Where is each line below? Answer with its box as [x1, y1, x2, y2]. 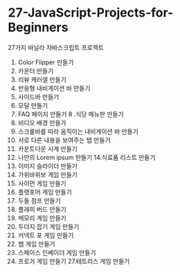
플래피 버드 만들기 [17, 205, 66, 213]
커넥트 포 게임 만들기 [17, 230, 74, 239]
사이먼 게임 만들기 [17, 179, 66, 188]
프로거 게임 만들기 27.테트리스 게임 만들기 [17, 257, 130, 265]
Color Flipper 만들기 [17, 57, 74, 66]
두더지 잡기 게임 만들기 [17, 222, 80, 230]
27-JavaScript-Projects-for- [8, 5, 174, 21]
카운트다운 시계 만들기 [17, 144, 78, 153]
